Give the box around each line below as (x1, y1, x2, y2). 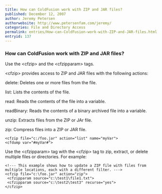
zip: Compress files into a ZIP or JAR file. (5, 127, 87, 133)
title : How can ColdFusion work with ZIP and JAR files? (5, 7, 123, 12)
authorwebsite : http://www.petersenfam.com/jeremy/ (5, 20, 112, 26)
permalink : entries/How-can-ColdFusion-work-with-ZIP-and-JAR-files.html (5, 30, 158, 34)
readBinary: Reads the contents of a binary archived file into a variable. (5, 108, 147, 114)
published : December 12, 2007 (5, 12, 66, 16)
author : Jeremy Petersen (5, 16, 55, 21)
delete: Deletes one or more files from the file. (5, 80, 97, 86)
